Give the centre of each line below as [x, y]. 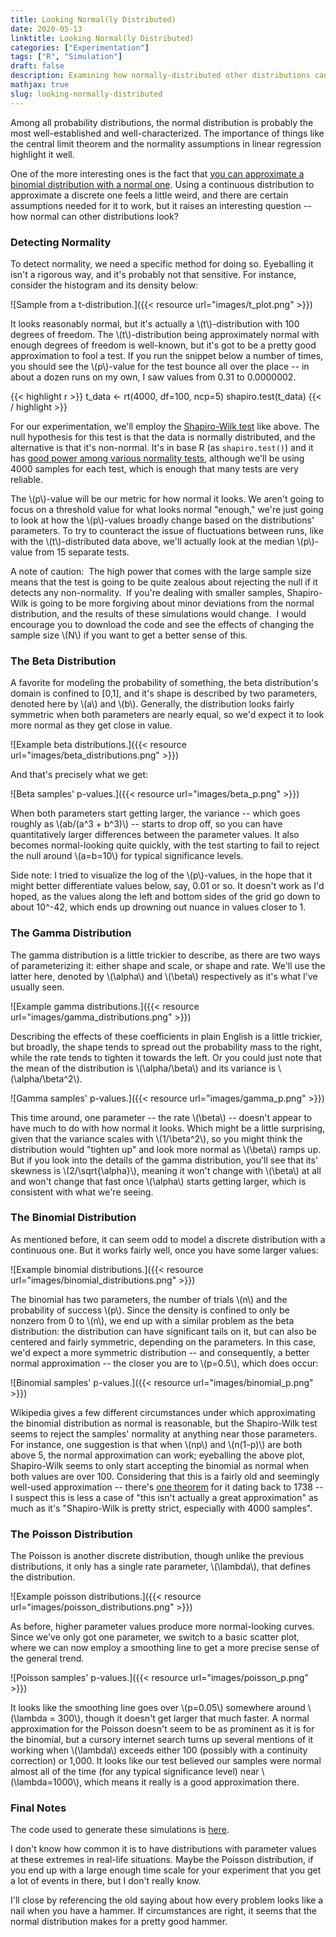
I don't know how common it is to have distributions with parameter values [163, 1849]
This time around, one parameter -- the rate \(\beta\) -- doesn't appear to [161, 1117]
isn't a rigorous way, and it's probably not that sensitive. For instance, [153, 274]
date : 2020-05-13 [46, 29]
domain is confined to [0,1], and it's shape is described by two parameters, [164, 693]
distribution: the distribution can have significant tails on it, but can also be [163, 1331]
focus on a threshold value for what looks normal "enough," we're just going [167, 509]
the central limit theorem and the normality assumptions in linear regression [166, 143]
